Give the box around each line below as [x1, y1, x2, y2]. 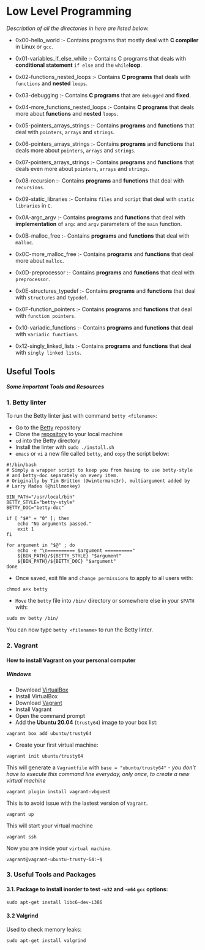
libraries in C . [15, 202, 52, 209]
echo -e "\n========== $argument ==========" [17, 548, 136, 554]
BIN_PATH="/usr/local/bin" [6, 494, 75, 500]
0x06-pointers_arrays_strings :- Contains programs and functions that [15, 140, 195, 148]
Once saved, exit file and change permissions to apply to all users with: [15, 575, 193, 582]
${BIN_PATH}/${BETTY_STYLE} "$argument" [17, 553, 122, 559]
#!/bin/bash [6, 462, 37, 468]
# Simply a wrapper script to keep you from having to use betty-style [6, 467, 193, 473]
